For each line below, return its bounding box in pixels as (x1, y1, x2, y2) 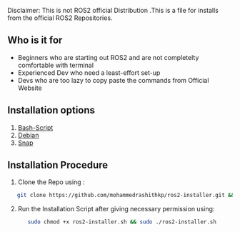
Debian (17, 131, 39, 139)
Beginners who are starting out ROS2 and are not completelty (17, 53, 199, 61)
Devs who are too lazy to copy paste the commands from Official (17, 76, 209, 84)
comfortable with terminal (17, 61, 94, 69)
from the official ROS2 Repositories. (7, 14, 113, 22)
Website (17, 84, 43, 92)
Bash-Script (17, 123, 54, 131)
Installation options (7, 104, 95, 116)
